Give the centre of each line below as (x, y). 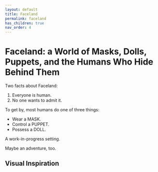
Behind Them (32, 72)
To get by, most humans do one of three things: (52, 110)
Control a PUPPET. (31, 124)
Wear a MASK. (26, 119)
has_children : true (25, 23)
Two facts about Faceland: (31, 86)
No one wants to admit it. (37, 101)
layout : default (21, 9)
